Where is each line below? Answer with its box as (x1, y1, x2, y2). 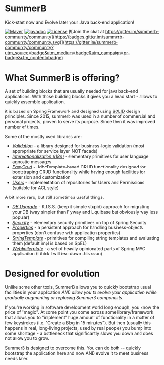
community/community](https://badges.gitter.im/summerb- (5, 34, 125, 40)
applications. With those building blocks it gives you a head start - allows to (5, 93, 158, 99)
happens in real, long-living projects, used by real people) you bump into (5, 325, 152, 331)
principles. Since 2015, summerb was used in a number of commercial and (5, 113, 156, 119)
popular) (12, 214, 30, 220)
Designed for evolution (5, 268, 100, 279)
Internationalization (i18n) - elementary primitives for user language (12, 153, 149, 159)
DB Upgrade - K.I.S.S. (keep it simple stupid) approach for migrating (12, 203, 150, 209)
